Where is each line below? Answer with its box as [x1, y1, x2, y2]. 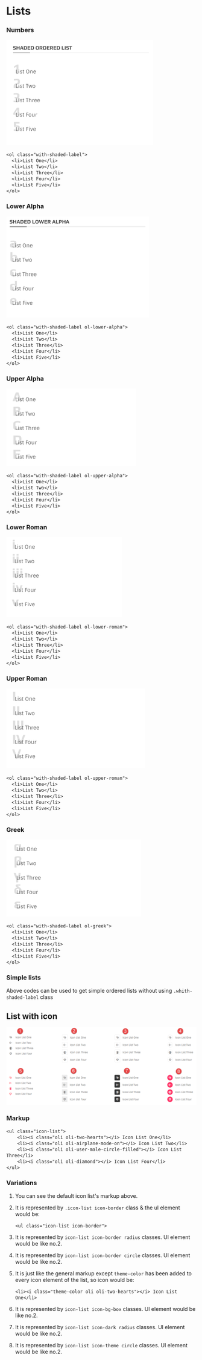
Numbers [6, 26, 34, 34]
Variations [6, 1179, 37, 1187]
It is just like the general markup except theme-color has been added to [14, 1270, 192, 1277]
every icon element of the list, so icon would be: [14, 1277, 134, 1284]
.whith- [173, 988, 193, 995]
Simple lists [6, 973, 41, 981]
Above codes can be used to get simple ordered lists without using [6, 987, 172, 995]
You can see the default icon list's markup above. [14, 1192, 138, 1200]
